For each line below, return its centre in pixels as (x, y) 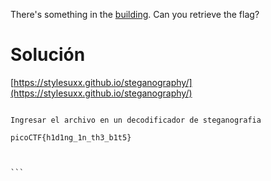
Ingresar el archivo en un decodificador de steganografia (136, 120)
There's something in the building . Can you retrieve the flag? (135, 14)
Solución (48, 55)
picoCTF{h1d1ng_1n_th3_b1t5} (71, 137)
